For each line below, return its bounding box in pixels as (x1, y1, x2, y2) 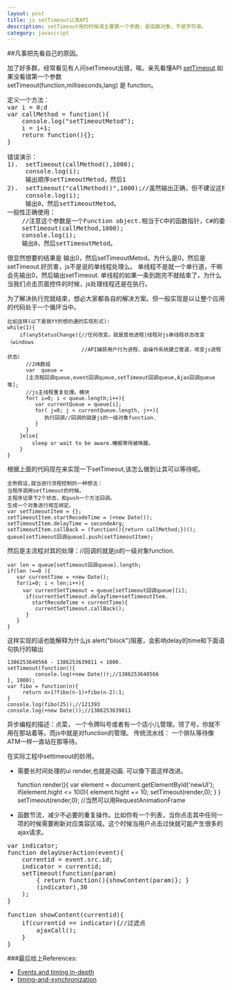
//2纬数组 (25, 361, 51, 368)
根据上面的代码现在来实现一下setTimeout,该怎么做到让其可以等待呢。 (7, 465, 204, 473)
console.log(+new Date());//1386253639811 (7, 707, 131, 714)
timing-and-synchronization (17, 975, 97, 984)
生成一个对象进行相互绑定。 (7, 502, 75, 509)
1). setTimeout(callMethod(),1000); (7, 160, 135, 169)
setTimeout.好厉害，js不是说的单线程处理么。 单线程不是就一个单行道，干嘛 (7, 263, 223, 271)
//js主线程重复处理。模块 (25, 389, 90, 396)
